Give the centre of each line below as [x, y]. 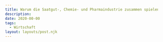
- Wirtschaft [23, 28]
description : [18, 14]
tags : [10, 23]
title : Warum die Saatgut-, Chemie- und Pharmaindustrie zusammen [73, 9]
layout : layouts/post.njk [31, 32]
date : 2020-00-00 [23, 18]
